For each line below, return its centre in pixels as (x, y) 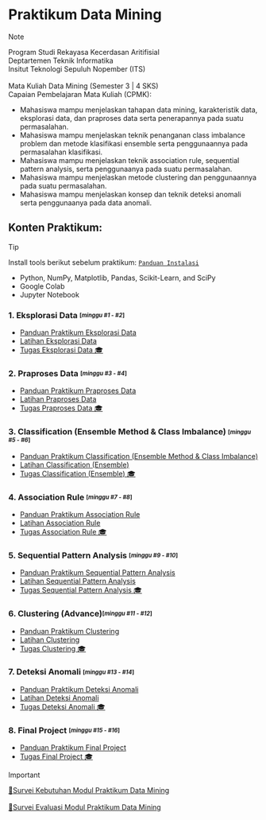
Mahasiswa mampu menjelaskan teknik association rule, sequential (129, 160)
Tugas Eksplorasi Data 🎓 (61, 350)
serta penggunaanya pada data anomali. (86, 202)
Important (24, 775)
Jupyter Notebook (49, 294)
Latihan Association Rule (60, 523)
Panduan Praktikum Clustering (69, 631)
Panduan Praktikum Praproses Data (78, 391)
